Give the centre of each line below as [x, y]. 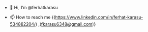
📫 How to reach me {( [32, 17]
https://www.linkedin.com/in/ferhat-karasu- [99, 17]
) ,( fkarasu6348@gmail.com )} [66, 24]
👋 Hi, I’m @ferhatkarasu [34, 8]
